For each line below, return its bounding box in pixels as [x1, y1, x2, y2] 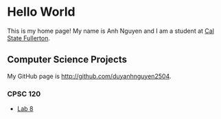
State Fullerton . [7, 34, 50, 42]
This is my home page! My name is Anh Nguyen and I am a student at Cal [7, 27, 215, 35]
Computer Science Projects [7, 54, 128, 66]
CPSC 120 [7, 89, 41, 98]
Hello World [7, 4, 75, 20]
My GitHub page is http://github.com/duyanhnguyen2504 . [7, 72, 172, 80]
